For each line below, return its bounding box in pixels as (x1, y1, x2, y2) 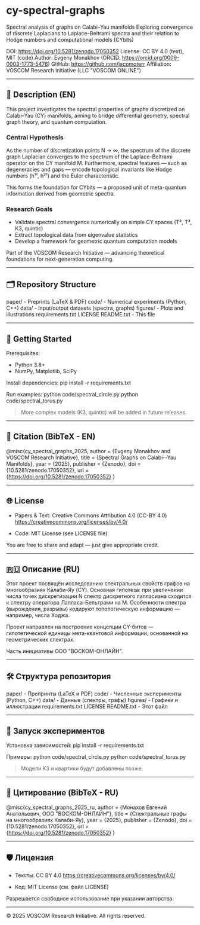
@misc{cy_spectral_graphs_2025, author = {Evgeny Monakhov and (6, 447, 171, 454)
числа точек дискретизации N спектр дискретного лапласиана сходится (6, 593, 192, 600)
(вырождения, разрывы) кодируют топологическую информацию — (6, 605, 180, 613)
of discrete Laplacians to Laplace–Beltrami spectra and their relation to (6, 29, 180, 36)
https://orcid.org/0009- (121, 54, 180, 61)
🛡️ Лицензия (6, 853, 54, 863)
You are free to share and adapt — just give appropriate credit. (6, 541, 160, 548)
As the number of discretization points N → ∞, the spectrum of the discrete (6, 147, 191, 154)
